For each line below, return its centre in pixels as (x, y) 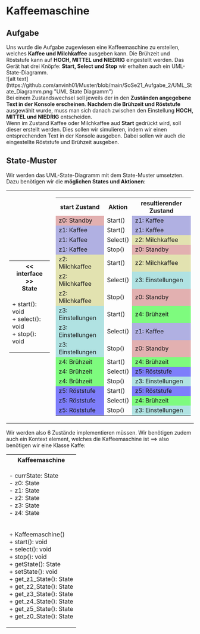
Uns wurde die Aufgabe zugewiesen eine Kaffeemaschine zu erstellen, (93, 47)
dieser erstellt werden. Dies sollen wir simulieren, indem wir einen (87, 129)
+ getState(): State (35, 564)
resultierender (162, 203)
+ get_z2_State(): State (41, 586)
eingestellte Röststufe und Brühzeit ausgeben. (63, 142)
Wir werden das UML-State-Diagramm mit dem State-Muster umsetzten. (95, 175)
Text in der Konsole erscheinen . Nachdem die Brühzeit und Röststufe (93, 104)
